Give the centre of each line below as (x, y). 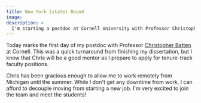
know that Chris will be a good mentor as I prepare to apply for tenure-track (99, 58)
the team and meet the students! (46, 95)
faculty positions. (28, 64)
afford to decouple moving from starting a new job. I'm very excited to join (98, 88)
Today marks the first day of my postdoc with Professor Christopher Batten (99, 45)
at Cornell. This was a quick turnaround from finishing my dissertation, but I (99, 52)
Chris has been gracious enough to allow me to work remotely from (89, 76)
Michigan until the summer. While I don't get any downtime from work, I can (99, 82)
